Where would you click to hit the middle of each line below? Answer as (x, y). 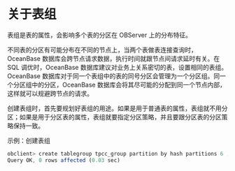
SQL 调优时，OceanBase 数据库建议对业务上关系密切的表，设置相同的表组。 (117, 67)
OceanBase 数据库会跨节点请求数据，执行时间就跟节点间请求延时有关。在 (114, 58)
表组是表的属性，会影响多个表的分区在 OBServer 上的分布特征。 (100, 35)
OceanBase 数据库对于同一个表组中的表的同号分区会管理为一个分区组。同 (114, 76)
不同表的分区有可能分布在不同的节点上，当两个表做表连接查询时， (102, 50)
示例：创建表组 (29, 140)
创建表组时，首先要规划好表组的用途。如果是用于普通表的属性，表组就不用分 (117, 108)
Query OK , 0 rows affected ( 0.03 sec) (64, 160)
